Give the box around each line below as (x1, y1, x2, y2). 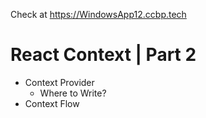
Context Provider (24, 76, 95, 88)
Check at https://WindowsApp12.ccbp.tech (10, 9, 187, 20)
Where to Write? (39, 87, 107, 99)
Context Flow (24, 97, 80, 109)
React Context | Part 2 (10, 44, 197, 66)
